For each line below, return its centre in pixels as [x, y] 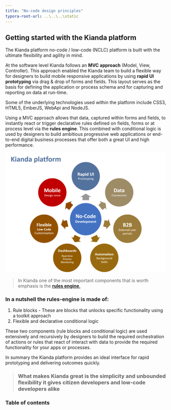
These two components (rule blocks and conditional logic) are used [76, 331]
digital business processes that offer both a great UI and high [85, 140]
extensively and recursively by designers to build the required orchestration [85, 337]
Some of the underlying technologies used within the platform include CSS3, [86, 102]
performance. [20, 145]
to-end [13, 140]
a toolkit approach [32, 316]
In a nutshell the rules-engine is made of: [57, 299]
